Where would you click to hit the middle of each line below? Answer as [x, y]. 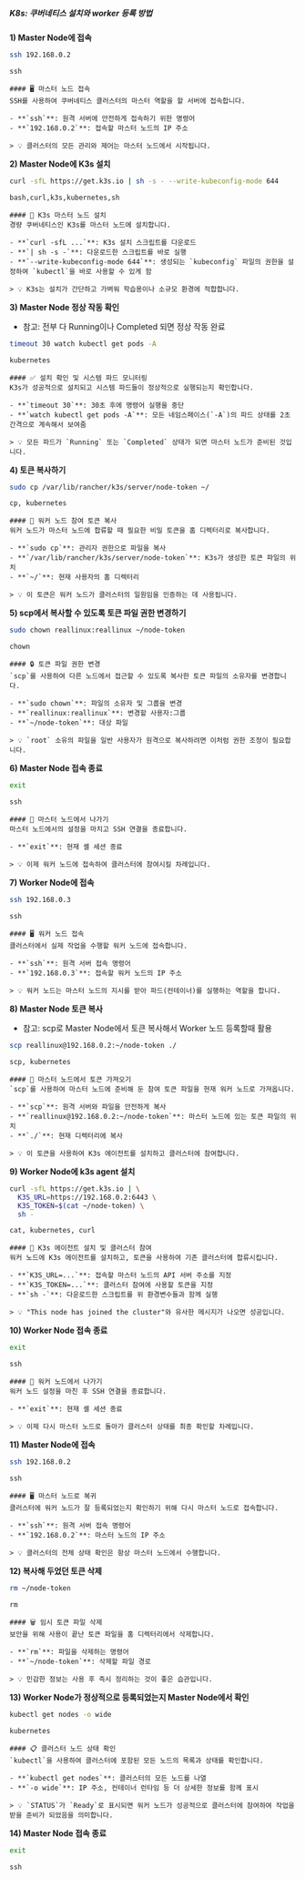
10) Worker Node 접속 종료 [59, 1331]
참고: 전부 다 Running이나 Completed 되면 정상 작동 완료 [124, 326]
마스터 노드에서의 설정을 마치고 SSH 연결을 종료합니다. [99, 829]
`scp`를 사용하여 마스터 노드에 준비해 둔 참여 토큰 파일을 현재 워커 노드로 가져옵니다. [152, 1089]
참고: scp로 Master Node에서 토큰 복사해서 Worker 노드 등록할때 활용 [147, 1029]
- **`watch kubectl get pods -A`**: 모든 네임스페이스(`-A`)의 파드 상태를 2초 [150, 415]
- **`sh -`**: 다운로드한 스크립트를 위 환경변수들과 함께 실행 [114, 1295]
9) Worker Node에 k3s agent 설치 [72, 1171]
